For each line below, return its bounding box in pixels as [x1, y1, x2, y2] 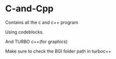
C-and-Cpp [5, 3, 54, 14]
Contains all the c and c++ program [5, 19, 78, 25]
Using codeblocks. [5, 29, 44, 35]
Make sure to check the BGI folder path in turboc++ [5, 48, 111, 54]
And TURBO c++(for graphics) [5, 38, 68, 45]
